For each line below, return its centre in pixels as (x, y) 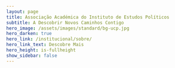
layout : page (22, 12)
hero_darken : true (29, 34)
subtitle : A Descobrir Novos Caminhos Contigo (65, 22)
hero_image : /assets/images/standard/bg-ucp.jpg (68, 28)
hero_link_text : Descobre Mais (45, 45)
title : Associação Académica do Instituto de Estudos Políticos (88, 17)
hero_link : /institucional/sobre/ (49, 39)
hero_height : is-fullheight (41, 50)
